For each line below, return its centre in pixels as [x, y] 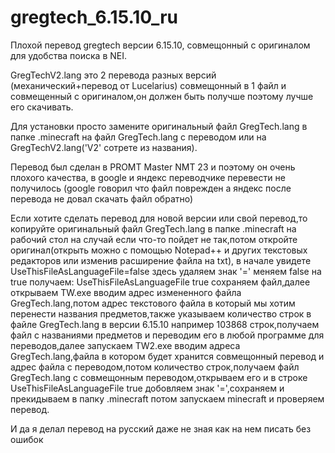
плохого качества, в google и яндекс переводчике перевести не [148, 177]
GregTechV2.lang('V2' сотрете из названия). [104, 147]
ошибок [27, 439]
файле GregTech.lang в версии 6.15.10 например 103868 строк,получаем [165, 324]
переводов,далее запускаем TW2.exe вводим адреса [125, 345]
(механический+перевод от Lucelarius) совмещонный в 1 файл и [148, 85]
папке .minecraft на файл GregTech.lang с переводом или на [138, 137]
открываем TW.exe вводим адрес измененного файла [126, 292]
